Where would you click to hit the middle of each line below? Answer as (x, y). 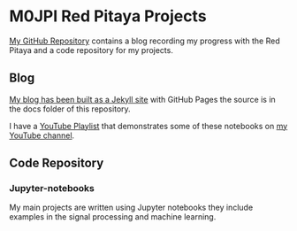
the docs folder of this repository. (70, 109)
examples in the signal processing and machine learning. (113, 217)
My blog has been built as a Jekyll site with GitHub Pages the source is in (142, 99)
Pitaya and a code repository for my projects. (91, 50)
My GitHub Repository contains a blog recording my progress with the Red (145, 41)
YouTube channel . (42, 135)
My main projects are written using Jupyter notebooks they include (131, 208)
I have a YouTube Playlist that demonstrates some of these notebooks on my (148, 126)
